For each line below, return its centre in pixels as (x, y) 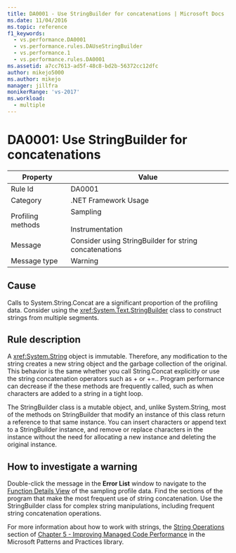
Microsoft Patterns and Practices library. (66, 542)
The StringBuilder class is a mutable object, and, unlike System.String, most (117, 407)
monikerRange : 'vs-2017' (44, 92)
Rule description (44, 340)
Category (26, 200)
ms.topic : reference (38, 27)
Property (37, 177)
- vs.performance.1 (42, 53)
